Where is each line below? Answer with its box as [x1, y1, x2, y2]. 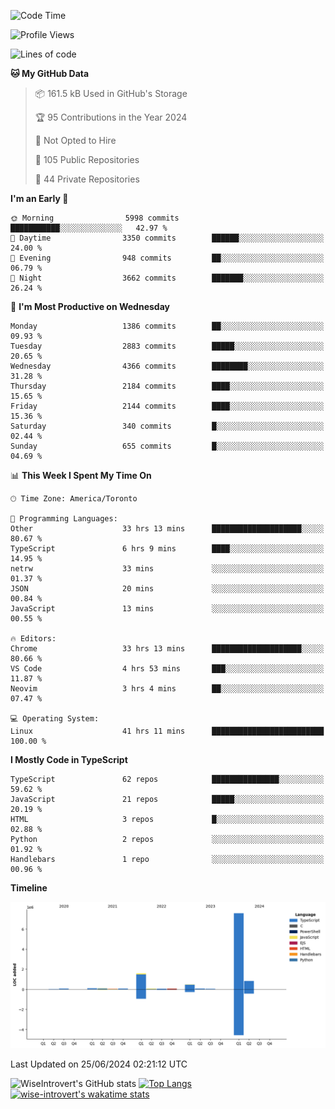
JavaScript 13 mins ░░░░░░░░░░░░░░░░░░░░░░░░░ [10, 604, 325, 614]
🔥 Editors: [10, 634, 57, 644]
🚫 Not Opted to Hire [34, 135, 117, 146]
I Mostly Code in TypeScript [10, 754, 128, 765]
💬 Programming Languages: [10, 514, 118, 524]
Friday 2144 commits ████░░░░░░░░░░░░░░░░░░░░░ [10, 401, 325, 411]
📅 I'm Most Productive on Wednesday [10, 301, 170, 312]
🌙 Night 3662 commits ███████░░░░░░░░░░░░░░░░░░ [10, 273, 325, 283]
